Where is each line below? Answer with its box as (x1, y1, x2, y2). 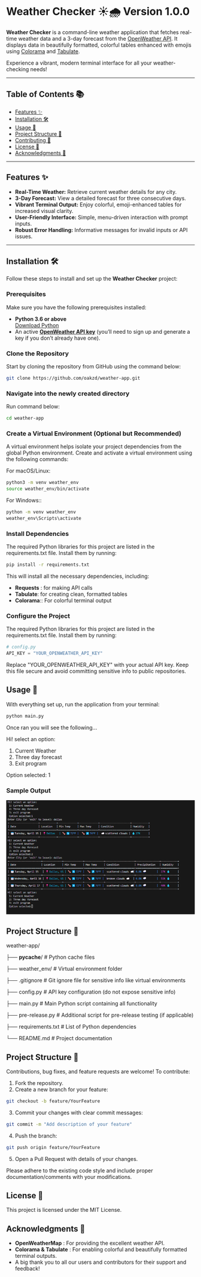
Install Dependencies (6, 529, 69, 538)
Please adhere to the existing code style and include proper (6, 1167, 154, 1174)
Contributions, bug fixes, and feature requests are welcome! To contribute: (6, 1068, 190, 1075)
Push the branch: (14, 1132, 57, 1139)
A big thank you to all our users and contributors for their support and (14, 1258, 187, 1266)
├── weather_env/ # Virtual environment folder (6, 965, 123, 973)
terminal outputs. (14, 1252, 57, 1260)
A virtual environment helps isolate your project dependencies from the (6, 443, 182, 450)
